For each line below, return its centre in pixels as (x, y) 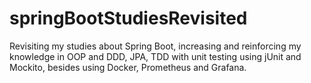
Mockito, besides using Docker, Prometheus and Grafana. (128, 67)
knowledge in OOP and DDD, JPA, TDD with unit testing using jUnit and (155, 56)
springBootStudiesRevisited (128, 18)
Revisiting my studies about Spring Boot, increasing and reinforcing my (155, 46)
